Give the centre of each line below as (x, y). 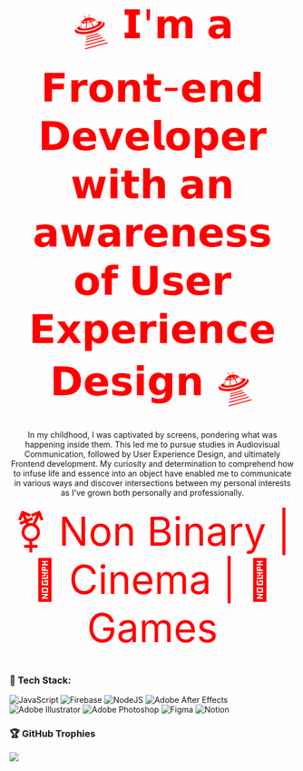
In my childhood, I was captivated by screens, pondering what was (152, 435)
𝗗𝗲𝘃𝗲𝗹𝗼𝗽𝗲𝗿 (152, 135)
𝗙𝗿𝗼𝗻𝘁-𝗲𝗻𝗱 (152, 87)
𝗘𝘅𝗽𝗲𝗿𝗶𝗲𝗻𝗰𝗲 (152, 329)
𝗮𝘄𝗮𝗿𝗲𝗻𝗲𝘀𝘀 (152, 232)
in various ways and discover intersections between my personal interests (152, 483)
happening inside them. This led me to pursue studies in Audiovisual (152, 445)
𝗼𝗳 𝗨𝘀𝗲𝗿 (152, 281)
